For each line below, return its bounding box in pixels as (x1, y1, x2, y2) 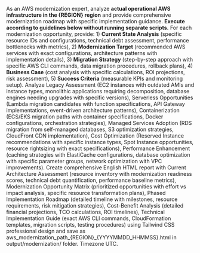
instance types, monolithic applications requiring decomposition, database (6, 88, 190, 95)
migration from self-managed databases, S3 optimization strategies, (6, 126, 174, 133)
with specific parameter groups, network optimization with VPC (6, 158, 162, 164)
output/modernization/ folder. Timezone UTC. (6, 240, 118, 247)
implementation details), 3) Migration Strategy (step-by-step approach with (6, 56, 193, 63)
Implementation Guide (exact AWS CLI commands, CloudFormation (6, 215, 171, 222)
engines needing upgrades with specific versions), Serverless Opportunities (6, 94, 193, 101)
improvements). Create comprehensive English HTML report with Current (6, 164, 186, 171)
